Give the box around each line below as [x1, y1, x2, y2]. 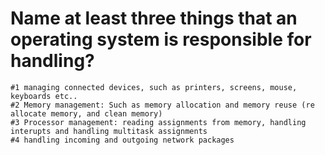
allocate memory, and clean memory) [10, 108, 163, 119]
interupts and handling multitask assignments [10, 126, 208, 136]
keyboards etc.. [10, 91, 78, 101]
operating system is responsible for [10, 28, 312, 51]
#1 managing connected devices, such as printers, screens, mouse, [10, 82, 298, 92]
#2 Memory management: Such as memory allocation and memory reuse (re [10, 100, 315, 110]
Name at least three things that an [10, 7, 298, 30]
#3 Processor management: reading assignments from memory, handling [10, 117, 307, 127]
